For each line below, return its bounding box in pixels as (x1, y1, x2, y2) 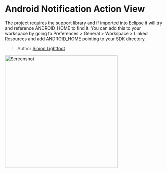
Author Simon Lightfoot (17, 45, 65, 51)
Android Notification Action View (5, 3, 145, 15)
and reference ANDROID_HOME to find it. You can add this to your (5, 25, 141, 31)
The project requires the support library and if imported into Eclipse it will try (5, 20, 162, 26)
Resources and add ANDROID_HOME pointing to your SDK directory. (5, 36, 146, 42)
